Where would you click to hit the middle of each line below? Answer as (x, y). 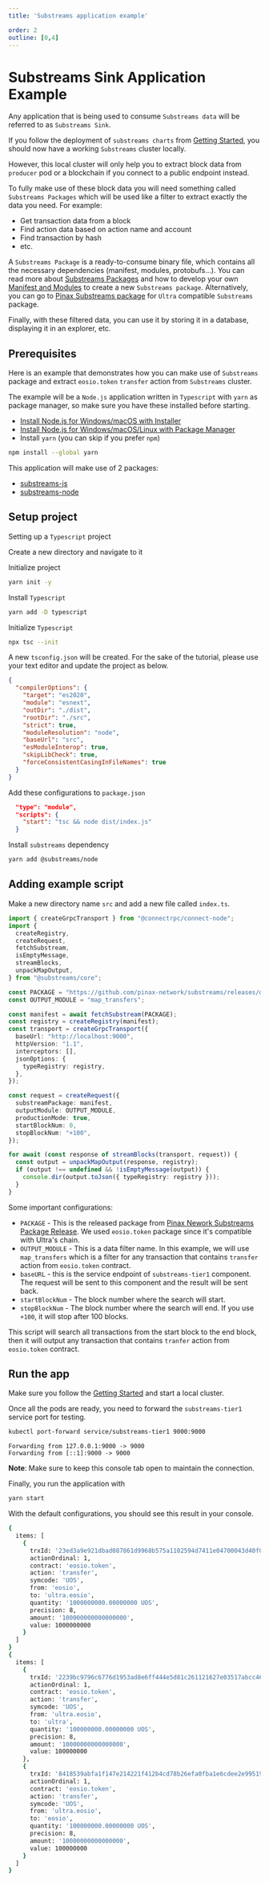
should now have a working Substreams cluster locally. (97, 149)
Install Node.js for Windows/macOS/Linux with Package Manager (127, 430)
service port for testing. (47, 1417)
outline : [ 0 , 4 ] (34, 38)
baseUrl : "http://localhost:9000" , (75, 1037)
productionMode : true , (53, 1118)
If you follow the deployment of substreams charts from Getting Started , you (134, 140)
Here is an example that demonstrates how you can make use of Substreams (133, 373)
